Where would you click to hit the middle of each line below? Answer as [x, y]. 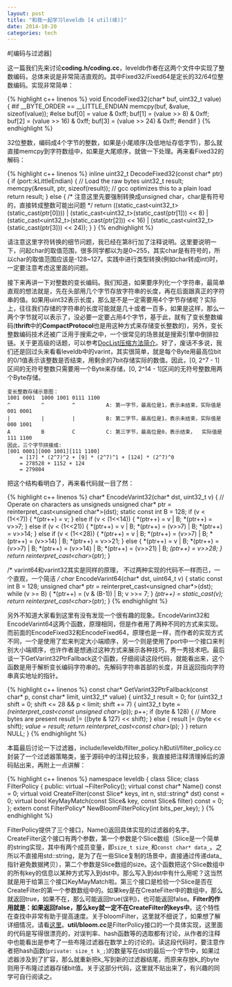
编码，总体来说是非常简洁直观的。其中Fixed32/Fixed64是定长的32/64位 [115, 77]
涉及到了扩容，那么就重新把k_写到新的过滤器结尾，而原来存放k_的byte [119, 959]
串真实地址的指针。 [35, 676]
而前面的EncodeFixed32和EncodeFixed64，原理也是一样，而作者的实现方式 [115, 633]
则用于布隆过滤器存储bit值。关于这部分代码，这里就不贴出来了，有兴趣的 [110, 968]
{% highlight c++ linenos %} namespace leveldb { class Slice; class [103, 779]
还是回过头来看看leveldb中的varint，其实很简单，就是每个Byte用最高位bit [117, 352]
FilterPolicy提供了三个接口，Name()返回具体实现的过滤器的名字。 [100, 830]
